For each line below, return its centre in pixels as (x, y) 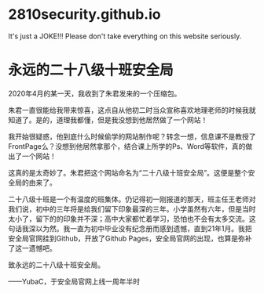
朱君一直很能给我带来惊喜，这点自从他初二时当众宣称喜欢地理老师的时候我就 (132, 110)
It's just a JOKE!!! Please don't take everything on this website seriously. (125, 36)
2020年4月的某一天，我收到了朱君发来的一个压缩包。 (95, 93)
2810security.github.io (84, 14)
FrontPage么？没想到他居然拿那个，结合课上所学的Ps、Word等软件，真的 (127, 146)
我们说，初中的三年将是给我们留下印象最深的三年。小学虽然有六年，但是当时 (132, 208)
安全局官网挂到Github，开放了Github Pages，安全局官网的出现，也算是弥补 (130, 238)
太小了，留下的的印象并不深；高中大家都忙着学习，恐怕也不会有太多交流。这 (132, 219)
